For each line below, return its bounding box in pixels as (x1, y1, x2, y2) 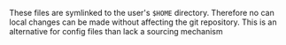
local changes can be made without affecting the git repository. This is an (9, 17, 277, 27)
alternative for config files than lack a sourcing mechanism (9, 26, 223, 36)
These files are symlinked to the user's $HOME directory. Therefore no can (9, 8, 274, 18)
